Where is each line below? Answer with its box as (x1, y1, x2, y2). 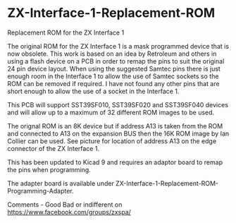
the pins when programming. (7, 165, 92, 174)
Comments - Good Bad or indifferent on (7, 200, 123, 209)
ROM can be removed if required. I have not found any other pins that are (7, 79, 220, 88)
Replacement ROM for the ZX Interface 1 (7, 28, 125, 37)
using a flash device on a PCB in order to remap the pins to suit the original (7, 56, 225, 65)
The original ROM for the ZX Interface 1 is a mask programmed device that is (7, 42, 230, 50)
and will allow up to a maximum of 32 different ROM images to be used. (7, 108, 215, 116)
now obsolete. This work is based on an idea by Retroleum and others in (7, 49, 217, 58)
